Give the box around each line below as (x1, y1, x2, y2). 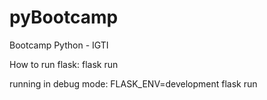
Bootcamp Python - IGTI (9, 39, 109, 51)
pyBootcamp (9, 6, 119, 29)
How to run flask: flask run (9, 58, 119, 70)
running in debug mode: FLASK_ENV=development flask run (9, 77, 258, 90)
